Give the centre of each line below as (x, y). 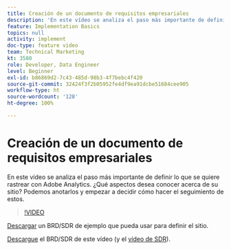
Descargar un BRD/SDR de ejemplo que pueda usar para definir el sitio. (108, 225)
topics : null (26, 33)
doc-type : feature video (43, 45)
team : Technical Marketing (46, 52)
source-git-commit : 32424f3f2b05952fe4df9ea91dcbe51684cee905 (98, 84)
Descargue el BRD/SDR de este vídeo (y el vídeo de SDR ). (89, 239)
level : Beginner (30, 71)
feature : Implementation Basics (53, 26)
